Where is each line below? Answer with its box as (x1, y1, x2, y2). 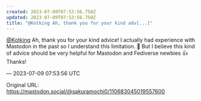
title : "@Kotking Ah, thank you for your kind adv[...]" (6, 20, 153, 26)
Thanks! (6, 58, 27, 66)
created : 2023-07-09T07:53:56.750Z (6, 8, 96, 15)
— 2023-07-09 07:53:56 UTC (6, 70, 81, 77)
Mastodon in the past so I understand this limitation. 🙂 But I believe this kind (6, 43, 196, 50)
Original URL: (6, 82, 39, 89)
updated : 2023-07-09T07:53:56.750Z (6, 14, 96, 20)
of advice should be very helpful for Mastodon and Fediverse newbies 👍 (6, 49, 188, 57)
